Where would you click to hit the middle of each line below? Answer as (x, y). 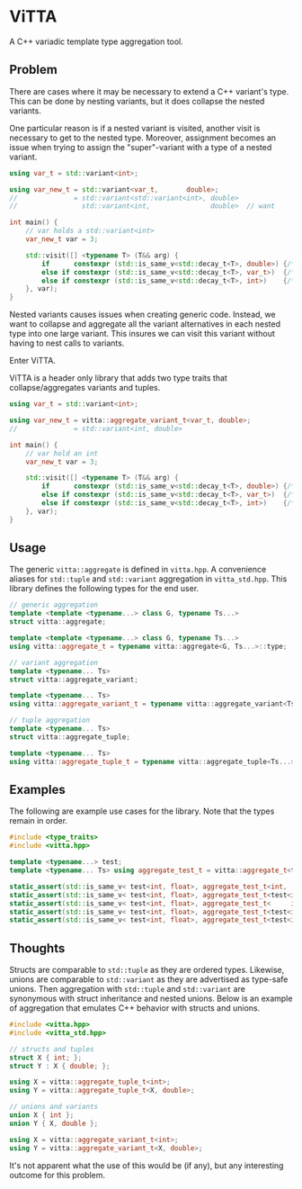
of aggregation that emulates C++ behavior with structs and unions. (135, 1008)
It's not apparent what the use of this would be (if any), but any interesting (147, 1165)
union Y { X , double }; (54, 1123)
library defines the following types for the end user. (104, 589)
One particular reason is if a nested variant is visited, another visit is (135, 128)
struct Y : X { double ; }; (60, 1066)
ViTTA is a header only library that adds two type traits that (118, 378)
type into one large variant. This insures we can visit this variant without (142, 334)
